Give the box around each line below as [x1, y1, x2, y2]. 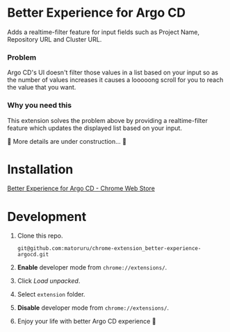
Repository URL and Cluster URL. [7, 35, 102, 43]
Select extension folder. [17, 290, 85, 299]
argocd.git [17, 251, 49, 258]
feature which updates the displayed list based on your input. [7, 124, 183, 132]
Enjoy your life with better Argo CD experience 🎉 [17, 317, 156, 326]
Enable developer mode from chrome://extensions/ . [17, 263, 167, 272]
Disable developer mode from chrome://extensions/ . [17, 304, 169, 312]
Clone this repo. [17, 231, 63, 240]
